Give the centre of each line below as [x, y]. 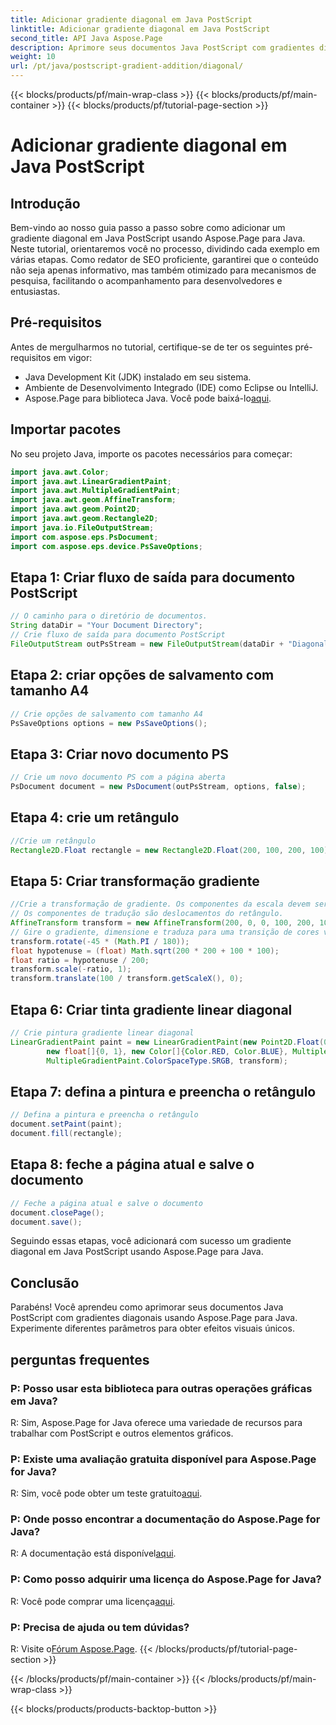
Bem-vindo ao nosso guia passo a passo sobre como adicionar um [148, 227]
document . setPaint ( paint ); [66, 1124]
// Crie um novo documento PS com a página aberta [118, 777]
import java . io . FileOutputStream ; [82, 527]
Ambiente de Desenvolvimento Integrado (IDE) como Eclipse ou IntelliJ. [171, 387]
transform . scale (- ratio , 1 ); [71, 969]
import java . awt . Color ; [60, 472]
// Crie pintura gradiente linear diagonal [102, 1033]
